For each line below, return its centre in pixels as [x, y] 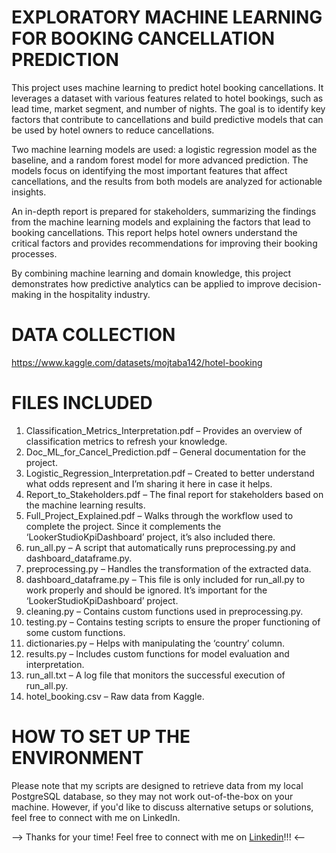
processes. [34, 253]
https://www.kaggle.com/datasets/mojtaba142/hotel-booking [137, 362]
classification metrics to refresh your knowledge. [126, 441]
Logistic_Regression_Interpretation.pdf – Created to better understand [170, 473]
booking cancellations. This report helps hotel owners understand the [154, 232]
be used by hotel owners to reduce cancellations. [113, 130]
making [27, 294]
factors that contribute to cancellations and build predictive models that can [167, 119]
